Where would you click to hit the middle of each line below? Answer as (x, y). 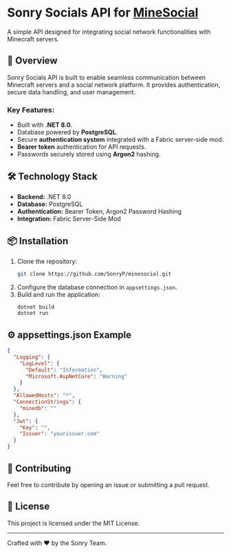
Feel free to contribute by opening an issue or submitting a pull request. (108, 484)
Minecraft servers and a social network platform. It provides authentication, (114, 85)
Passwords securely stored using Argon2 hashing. (89, 154)
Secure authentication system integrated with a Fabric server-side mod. (120, 140)
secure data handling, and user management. (71, 92)
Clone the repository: (47, 261)
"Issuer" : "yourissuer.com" (59, 434)
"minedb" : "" (38, 408)
